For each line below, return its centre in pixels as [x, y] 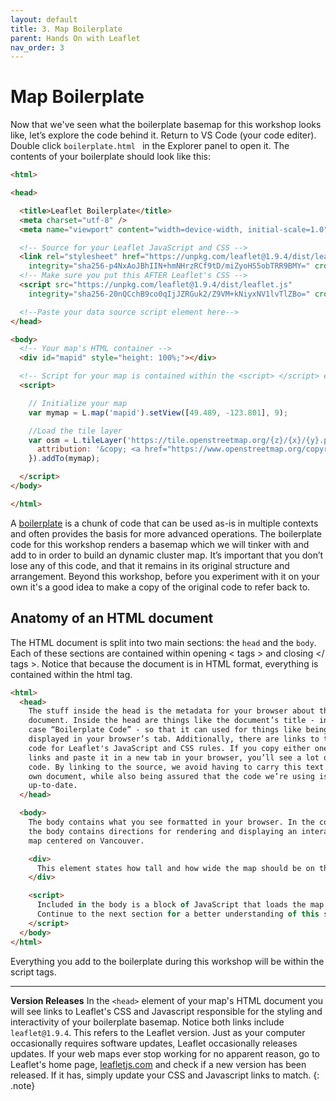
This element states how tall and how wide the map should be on [175, 868]
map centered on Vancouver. [86, 841]
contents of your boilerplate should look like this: [111, 157]
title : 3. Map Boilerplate [66, 29]
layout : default [44, 19]
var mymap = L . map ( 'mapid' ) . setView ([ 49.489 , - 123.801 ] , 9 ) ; [158, 412]
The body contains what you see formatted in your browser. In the [171, 822]
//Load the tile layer [75, 431]
